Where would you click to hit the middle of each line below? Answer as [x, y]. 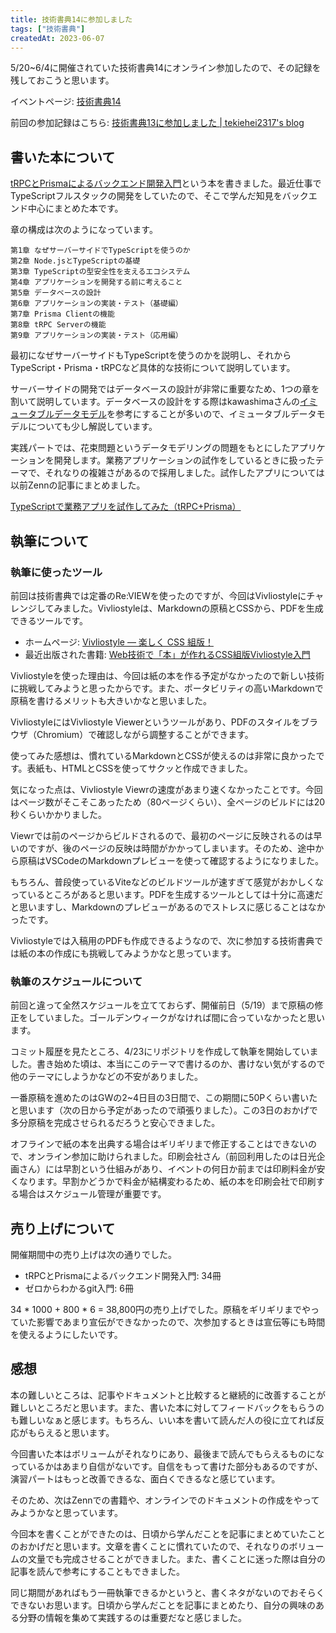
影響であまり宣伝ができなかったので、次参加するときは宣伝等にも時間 [181, 1322]
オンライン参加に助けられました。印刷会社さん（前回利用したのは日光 [172, 1157]
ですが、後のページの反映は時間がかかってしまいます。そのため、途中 [171, 848]
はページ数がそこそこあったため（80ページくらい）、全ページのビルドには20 [168, 802]
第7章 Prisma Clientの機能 [62, 314]
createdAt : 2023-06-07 [57, 38]
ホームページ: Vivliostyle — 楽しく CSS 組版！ [119, 642]
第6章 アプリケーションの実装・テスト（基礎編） [96, 304]
